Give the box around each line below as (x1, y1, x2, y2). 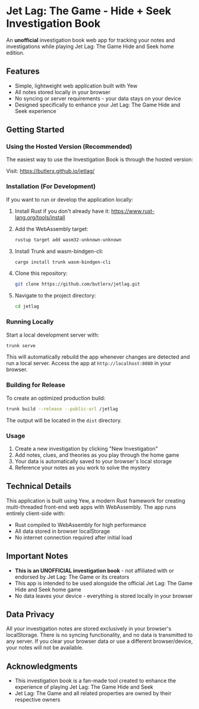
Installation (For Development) (6, 183, 96, 191)
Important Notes (6, 551, 68, 561)
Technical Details (6, 481, 72, 491)
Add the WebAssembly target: (14, 225, 89, 233)
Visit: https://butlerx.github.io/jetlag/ (6, 168, 95, 175)
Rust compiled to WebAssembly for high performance (14, 521, 147, 528)
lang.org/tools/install (14, 214, 65, 221)
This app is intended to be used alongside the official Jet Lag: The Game (14, 579, 193, 586)
